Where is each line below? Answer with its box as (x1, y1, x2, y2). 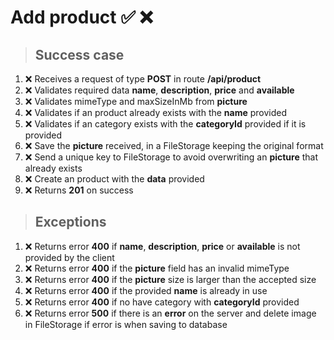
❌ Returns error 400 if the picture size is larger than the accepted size (24, 273, 317, 285)
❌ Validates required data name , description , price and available (24, 84, 295, 96)
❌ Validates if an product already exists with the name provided (24, 107, 288, 118)
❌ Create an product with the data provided (24, 173, 205, 185)
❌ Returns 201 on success (24, 184, 134, 196)
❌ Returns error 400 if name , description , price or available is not (24, 240, 301, 252)
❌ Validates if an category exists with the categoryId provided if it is (24, 118, 307, 130)
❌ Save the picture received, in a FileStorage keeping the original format (24, 140, 324, 151)
